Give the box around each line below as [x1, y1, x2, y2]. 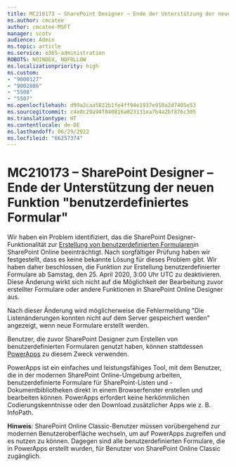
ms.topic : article [7, 43, 61, 50]
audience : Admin [7, 37, 55, 44]
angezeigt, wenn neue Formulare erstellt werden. [7, 321, 150, 330]
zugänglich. [7, 452, 41, 461]
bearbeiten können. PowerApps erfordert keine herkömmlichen [7, 393, 190, 402]
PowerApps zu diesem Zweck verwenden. [7, 350, 129, 359]
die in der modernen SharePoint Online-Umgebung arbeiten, [7, 371, 182, 380]
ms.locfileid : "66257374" [7, 134, 83, 141]
